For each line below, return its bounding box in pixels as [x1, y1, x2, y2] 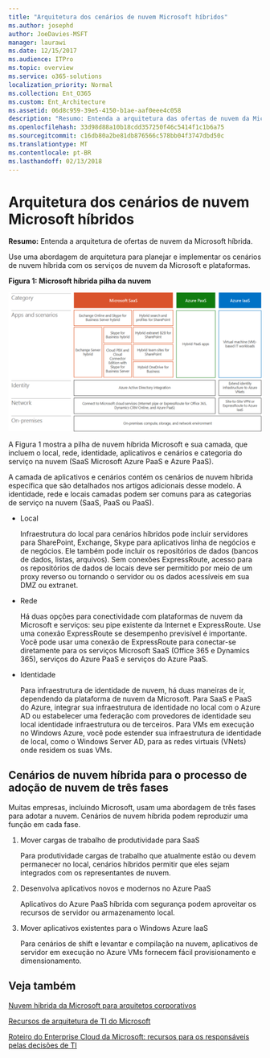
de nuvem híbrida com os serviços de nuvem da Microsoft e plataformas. [8, 261, 251, 270]
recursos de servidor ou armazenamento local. [19, 908, 175, 917]
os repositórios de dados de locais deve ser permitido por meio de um [19, 563, 253, 573]
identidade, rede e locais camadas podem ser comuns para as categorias [8, 489, 252, 499]
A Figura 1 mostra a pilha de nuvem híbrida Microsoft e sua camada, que [8, 439, 247, 450]
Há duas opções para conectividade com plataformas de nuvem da [19, 611, 243, 621]
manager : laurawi [8, 39, 67, 47]
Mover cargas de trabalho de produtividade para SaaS [19, 835, 200, 845]
